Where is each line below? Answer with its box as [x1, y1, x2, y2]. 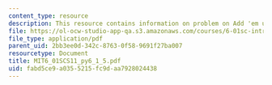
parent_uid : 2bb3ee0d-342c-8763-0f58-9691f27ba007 [8, 42, 183, 50]
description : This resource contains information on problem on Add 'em [8, 19, 259, 28]
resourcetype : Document [8, 49, 89, 57]
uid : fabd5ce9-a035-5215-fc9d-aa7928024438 [8, 65, 158, 73]
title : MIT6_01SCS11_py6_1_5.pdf [8, 57, 121, 66]
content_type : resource [8, 11, 89, 20]
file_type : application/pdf [8, 34, 104, 43]
